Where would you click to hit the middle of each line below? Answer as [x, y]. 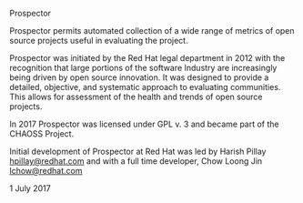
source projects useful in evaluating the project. [99, 41]
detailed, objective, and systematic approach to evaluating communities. [145, 87]
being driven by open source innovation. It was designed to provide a [139, 77]
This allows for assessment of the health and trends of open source [136, 96]
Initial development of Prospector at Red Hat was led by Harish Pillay [138, 151]
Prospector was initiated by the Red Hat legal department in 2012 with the [147, 58]
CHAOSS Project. [42, 134]
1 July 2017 [30, 188]
